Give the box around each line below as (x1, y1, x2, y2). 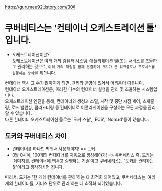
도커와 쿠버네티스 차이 (5, 132, 67, 140)
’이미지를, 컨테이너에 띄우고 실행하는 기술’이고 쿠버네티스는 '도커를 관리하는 (12, 158, 154, 164)
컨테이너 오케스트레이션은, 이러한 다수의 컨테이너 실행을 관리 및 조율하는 (5, 86, 141, 92)
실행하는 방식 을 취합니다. (12, 70, 57, 76)
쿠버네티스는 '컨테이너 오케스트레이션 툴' (5, 23, 157, 33)
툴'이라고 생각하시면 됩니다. (12, 164, 64, 170)
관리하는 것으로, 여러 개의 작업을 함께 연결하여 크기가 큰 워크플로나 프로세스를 (17, 64, 155, 69)
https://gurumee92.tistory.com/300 (5, 4, 76, 10)
